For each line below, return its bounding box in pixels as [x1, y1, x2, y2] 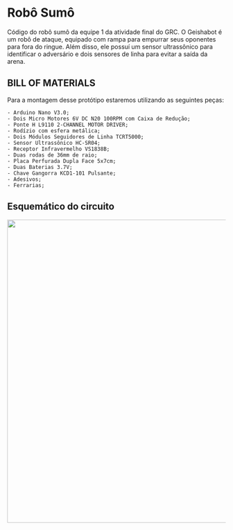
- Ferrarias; [7, 182, 45, 188]
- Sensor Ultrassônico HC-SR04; [7, 139, 101, 146]
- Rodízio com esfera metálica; [7, 127, 101, 134]
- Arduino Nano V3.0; [7, 109, 70, 116]
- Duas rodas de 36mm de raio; [7, 151, 98, 159]
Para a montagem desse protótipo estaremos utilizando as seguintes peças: [7, 96, 224, 104]
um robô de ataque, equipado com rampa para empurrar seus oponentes [7, 35, 216, 43]
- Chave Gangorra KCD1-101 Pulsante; [7, 170, 116, 177]
